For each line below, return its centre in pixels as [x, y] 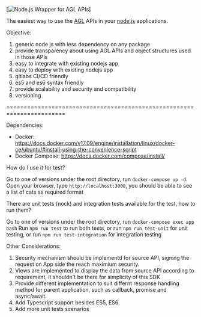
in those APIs [31, 57]
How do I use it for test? [36, 168]
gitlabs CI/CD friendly [42, 76]
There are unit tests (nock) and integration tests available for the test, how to [101, 204]
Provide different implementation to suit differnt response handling [97, 283]
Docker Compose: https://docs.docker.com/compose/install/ [90, 156]
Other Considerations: [34, 246]
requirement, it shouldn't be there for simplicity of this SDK [88, 277]
